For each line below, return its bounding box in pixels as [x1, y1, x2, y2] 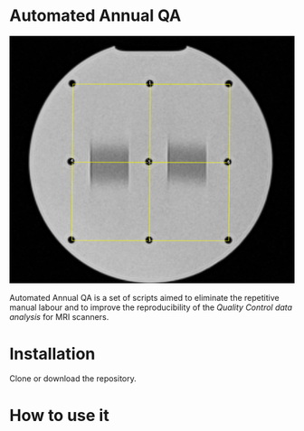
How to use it [9, 405, 110, 426]
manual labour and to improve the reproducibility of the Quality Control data [9, 302, 292, 313]
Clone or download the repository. [9, 373, 138, 384]
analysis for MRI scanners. [9, 312, 109, 323]
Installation [9, 343, 96, 364]
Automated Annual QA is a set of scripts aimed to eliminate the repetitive [9, 293, 280, 304]
